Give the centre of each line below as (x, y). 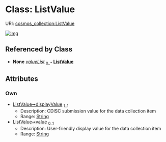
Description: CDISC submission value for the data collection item (88, 111)
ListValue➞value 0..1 (33, 122)
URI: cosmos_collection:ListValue (40, 23)
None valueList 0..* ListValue (43, 62)
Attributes (22, 79)
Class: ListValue (40, 9)
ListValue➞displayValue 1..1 (40, 105)
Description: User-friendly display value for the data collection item (91, 128)
